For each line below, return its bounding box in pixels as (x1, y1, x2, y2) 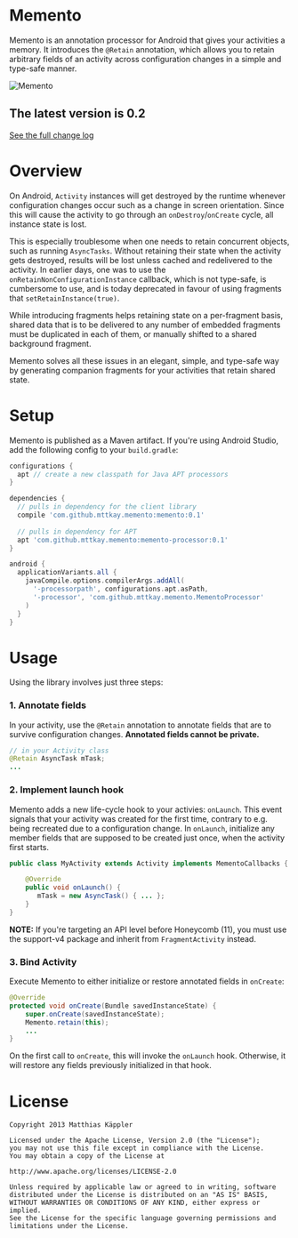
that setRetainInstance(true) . (9, 293, 120, 303)
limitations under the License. (9, 1222, 129, 1231)
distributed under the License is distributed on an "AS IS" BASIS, (9, 1191, 269, 1200)
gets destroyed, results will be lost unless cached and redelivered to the (9, 254, 273, 265)
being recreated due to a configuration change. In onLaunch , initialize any (9, 823, 276, 833)
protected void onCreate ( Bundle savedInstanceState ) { (9, 1001, 217, 1010)
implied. (9, 1206, 42, 1215)
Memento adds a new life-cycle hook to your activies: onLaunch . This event (9, 804, 283, 815)
